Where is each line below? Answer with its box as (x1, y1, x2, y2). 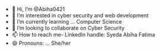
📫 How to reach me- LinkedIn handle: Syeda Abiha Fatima (11, 31, 156, 38)
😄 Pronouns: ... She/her (11, 40, 71, 47)
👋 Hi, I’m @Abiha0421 (11, 6, 65, 12)
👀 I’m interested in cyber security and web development (11, 12, 149, 19)
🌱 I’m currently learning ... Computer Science (11, 18, 122, 25)
